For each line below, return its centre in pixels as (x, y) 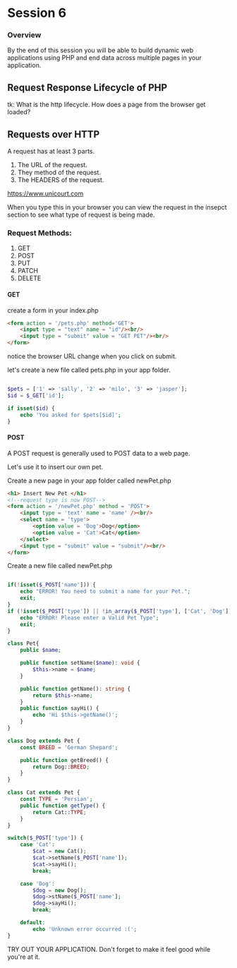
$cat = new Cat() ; (60, 852)
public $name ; (41, 651)
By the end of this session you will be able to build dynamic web (101, 50)
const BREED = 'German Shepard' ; (69, 747)
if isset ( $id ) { (31, 408)
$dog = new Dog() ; (60, 890)
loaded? (19, 112)
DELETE (29, 278)
